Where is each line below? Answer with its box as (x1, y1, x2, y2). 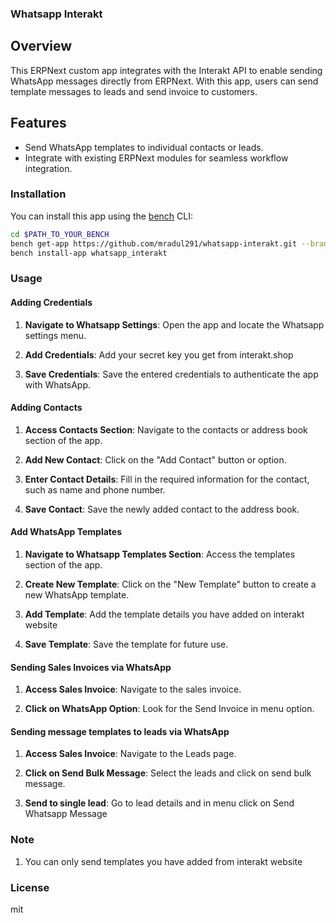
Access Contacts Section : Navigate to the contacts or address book (24, 423, 308, 436)
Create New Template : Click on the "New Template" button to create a (24, 578, 317, 590)
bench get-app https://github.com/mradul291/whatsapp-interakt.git (10, 238, 298, 249)
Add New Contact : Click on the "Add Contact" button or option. (24, 453, 287, 466)
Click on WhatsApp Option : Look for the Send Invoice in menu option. (24, 703, 315, 715)
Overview (10, 38, 73, 55)
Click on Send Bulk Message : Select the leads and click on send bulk (24, 767, 312, 779)
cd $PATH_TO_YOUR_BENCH (10, 229, 110, 239)
